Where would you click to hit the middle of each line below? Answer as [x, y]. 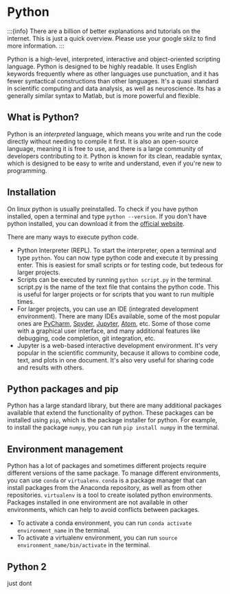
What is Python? [43, 117]
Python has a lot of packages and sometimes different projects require [107, 466]
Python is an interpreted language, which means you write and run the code [114, 134]
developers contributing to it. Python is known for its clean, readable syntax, [115, 156]
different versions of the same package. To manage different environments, [114, 473]
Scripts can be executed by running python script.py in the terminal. [115, 279]
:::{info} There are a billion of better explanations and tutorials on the [104, 31]
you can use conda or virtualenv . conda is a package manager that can [107, 480]
